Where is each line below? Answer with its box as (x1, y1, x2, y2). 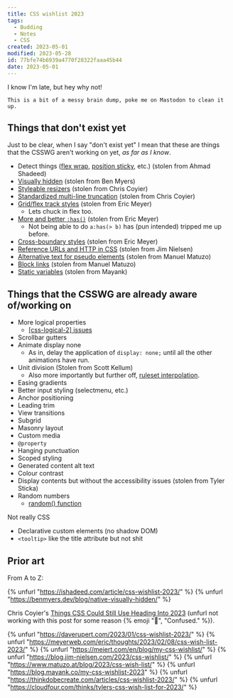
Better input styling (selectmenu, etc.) (17, 386, 129, 395)
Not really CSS (7, 513, 50, 522)
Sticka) (17, 484, 39, 493)
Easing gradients (17, 378, 67, 387)
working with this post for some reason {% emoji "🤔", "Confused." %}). (7, 616, 215, 625)
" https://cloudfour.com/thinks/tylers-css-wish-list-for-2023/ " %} (7, 683, 197, 692)
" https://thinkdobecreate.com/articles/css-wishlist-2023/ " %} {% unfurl (7, 675, 218, 684)
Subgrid (17, 416, 41, 425)
